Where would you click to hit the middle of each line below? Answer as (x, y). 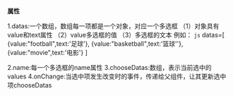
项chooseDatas (30, 85)
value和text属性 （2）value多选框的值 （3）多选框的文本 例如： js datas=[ (116, 35)
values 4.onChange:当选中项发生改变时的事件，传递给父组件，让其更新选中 (117, 76)
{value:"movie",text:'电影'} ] (48, 53)
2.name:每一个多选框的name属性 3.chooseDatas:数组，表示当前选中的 (109, 67)
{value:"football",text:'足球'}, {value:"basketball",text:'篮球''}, (95, 44)
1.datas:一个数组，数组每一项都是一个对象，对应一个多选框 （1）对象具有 (113, 26)
